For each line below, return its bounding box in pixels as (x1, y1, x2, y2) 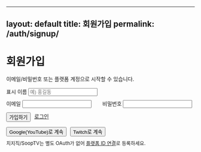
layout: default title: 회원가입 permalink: (6, 19, 155, 29)
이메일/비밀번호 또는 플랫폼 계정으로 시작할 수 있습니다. (6, 75, 135, 83)
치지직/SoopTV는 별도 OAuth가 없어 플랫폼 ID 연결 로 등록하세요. (6, 140, 146, 147)
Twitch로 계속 (72, 129, 103, 135)
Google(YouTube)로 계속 (9, 129, 64, 135)
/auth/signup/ (6, 29, 59, 39)
